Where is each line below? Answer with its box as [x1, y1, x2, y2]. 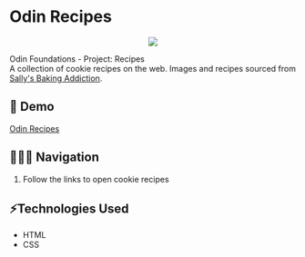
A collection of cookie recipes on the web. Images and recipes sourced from [9, 63, 297, 74]
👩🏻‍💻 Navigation [9, 150, 100, 165]
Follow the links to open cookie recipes [22, 173, 170, 184]
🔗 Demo [9, 99, 55, 114]
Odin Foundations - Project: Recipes [9, 53, 146, 64]
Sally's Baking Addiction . [9, 73, 103, 84]
